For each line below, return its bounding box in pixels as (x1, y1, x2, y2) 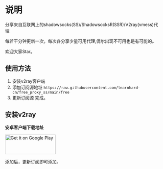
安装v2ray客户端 (12, 78, 46, 84)
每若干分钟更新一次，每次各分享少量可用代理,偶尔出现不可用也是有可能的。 (5, 38, 157, 44)
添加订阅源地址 (12, 84, 43, 90)
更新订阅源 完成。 (12, 95, 48, 100)
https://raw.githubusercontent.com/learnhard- (43, 85, 140, 90)
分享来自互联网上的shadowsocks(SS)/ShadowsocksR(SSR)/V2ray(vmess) (5, 22, 154, 27)
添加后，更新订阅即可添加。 (5, 159, 61, 165)
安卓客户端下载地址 (5, 124, 44, 130)
